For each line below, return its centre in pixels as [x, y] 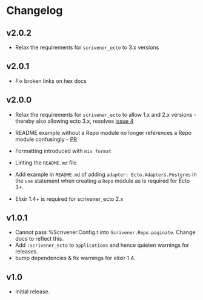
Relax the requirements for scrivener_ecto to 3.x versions [87, 47]
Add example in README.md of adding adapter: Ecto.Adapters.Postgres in [106, 174]
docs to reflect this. [39, 239]
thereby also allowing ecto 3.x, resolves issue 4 [74, 121]
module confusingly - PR [46, 139]
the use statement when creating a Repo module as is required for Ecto [102, 181]
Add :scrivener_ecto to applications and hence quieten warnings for [102, 245]
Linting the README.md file [46, 162]
